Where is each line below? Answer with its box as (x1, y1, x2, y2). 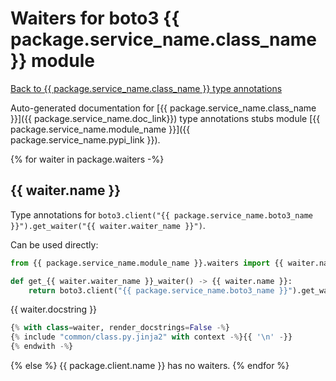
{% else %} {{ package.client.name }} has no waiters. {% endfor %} (10, 360, 290, 371)
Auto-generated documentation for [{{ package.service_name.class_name (10, 102, 317, 114)
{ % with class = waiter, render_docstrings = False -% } (10, 323, 230, 333)
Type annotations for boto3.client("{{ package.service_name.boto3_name (10, 208, 313, 221)
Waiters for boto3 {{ (10, 7, 180, 30)
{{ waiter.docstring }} (10, 303, 98, 316)
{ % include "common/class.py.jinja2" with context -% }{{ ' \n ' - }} (10, 332, 293, 342)
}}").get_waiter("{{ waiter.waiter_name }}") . (10, 219, 206, 231)
